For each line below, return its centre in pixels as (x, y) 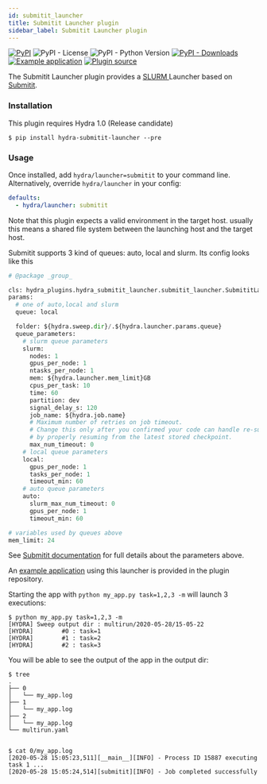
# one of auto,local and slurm (67, 305)
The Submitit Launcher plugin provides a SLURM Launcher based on (120, 77)
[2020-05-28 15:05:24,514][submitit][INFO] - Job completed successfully (133, 772)
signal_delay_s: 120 (63, 407)
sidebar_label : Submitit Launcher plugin (78, 30)
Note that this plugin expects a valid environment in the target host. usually (131, 220)
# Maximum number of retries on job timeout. (106, 423)
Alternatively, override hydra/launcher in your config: (95, 183)
